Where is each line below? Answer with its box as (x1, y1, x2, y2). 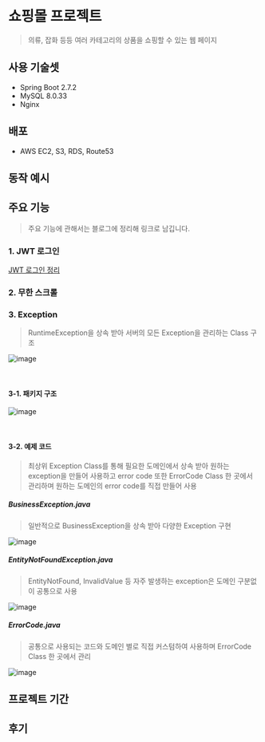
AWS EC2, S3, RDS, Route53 (19, 146, 114, 156)
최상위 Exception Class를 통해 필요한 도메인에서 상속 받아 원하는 (27, 460, 230, 471)
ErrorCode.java (8, 620, 61, 630)
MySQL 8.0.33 (19, 91, 68, 101)
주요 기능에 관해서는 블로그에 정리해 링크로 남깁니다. (27, 223, 190, 233)
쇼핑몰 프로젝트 (8, 7, 102, 26)
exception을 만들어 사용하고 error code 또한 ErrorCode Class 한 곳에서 (27, 471, 253, 480)
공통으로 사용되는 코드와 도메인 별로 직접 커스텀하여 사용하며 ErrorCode (27, 641, 252, 651)
